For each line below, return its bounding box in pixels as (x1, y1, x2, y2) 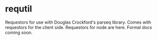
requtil (5, 3, 32, 14)
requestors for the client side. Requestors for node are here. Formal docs (5, 24, 153, 30)
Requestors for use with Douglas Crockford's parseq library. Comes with (5, 19, 152, 25)
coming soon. (5, 29, 33, 35)
